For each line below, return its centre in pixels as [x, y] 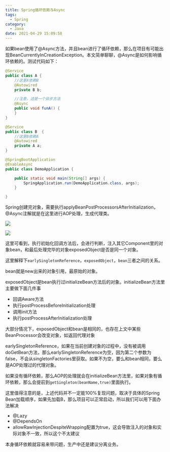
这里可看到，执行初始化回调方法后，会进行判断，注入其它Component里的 [82, 244]
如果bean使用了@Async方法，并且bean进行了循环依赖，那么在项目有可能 [82, 48]
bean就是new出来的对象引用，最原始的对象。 [53, 271]
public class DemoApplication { [39, 169]
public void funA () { [37, 109]
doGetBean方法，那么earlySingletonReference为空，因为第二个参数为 [78, 353]
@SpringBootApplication [30, 160]
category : [16, 24]
